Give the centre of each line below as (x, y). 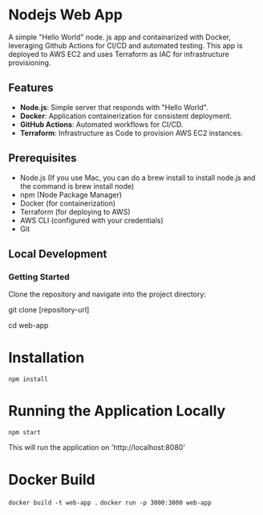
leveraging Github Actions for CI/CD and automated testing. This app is (125, 45)
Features (31, 88)
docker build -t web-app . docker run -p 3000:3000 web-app (110, 503)
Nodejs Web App (65, 15)
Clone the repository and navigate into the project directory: (107, 294)
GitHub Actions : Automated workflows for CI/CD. (101, 124)
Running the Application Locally (117, 411)
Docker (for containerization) (68, 203)
